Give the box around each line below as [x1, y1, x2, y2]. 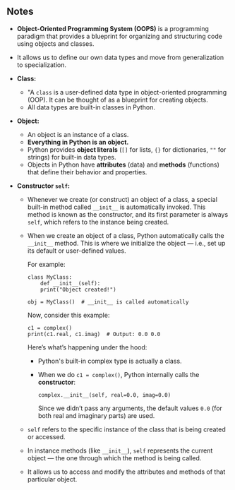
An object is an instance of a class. [27, 130, 129, 138]
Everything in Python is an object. [27, 138, 129, 146]
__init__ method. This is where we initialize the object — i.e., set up [27, 239, 226, 247]
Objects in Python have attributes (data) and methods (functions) [27, 160, 220, 169]
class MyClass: [27, 273, 72, 281]
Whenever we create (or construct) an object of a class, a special [27, 195, 218, 203]
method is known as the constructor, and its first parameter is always [27, 210, 229, 218]
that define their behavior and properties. [27, 167, 147, 176]
